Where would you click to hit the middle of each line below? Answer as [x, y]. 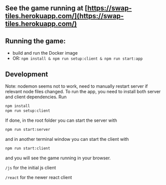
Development [27, 74]
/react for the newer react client [39, 177]
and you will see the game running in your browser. [58, 158]
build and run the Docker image [45, 53]
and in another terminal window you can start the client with [67, 139]
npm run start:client [28, 148]
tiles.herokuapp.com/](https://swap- [64, 16]
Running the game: [36, 41]
